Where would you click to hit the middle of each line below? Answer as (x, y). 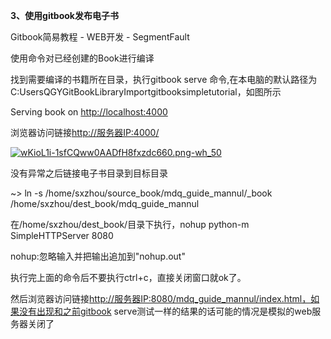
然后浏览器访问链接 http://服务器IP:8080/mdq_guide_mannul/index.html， (161, 298)
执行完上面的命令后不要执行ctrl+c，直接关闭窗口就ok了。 (128, 277)
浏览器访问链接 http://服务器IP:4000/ (85, 132)
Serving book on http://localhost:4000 (89, 112)
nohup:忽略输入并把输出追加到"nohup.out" (98, 256)
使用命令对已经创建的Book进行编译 (82, 58)
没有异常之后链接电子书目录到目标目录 (89, 173)
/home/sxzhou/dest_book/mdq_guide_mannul (105, 203)
